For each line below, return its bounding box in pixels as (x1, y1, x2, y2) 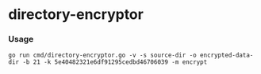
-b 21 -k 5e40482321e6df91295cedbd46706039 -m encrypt (22, 58, 208, 66)
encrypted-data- (199, 51, 254, 60)
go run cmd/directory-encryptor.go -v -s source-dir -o (8, 51, 197, 60)
